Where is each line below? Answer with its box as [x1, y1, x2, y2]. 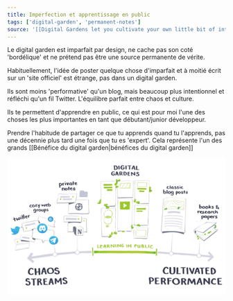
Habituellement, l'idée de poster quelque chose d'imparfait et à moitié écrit [7, 67, 221, 75]
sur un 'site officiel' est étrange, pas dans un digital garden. [7, 74, 178, 83]
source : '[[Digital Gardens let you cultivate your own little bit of [7, 26, 216, 33]
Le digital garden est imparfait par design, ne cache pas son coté [7, 46, 193, 54]
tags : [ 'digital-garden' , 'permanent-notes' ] [7, 18, 141, 26]
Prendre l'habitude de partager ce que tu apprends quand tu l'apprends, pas [7, 129, 226, 137]
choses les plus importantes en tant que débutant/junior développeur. [7, 115, 207, 124]
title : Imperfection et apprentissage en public [7, 11, 150, 18]
